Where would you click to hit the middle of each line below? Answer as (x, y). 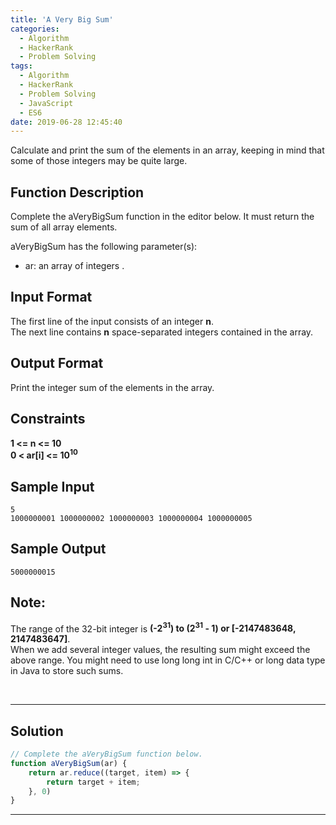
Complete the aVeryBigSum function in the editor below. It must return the (162, 217)
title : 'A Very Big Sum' (62, 19)
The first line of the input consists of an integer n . (112, 321)
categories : (35, 29)
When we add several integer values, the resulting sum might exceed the (160, 650)
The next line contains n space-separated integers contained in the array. (162, 332)
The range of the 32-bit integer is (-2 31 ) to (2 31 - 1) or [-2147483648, (153, 628)
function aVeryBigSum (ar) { (69, 763)
